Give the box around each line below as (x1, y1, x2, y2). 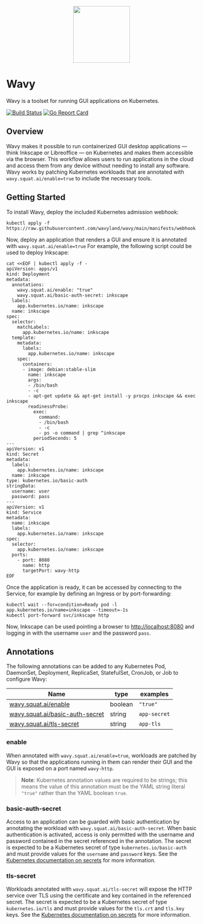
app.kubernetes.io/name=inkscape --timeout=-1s (6, 607, 129, 613)
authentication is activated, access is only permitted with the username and (6, 831, 195, 838)
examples (140, 690, 169, 698)
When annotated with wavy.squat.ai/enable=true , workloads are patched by (6, 752, 197, 759)
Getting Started (6, 192, 66, 203)
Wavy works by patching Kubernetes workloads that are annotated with (6, 168, 184, 175)
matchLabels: (17, 324, 50, 330)
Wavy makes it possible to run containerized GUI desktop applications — (6, 142, 187, 149)
